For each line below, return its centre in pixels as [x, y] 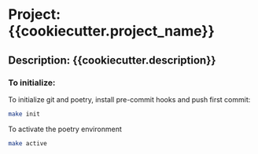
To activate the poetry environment [65, 129]
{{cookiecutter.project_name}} [111, 31]
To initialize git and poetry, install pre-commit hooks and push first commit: [129, 99]
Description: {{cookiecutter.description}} [112, 60]
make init [24, 114]
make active [28, 143]
